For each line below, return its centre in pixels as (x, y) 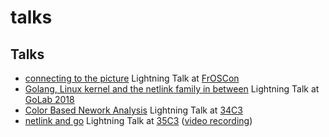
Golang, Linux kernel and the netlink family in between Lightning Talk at (172, 89)
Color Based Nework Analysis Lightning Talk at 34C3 (133, 110)
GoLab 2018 (49, 99)
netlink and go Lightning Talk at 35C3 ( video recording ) (138, 120)
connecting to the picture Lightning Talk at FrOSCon (132, 78)
